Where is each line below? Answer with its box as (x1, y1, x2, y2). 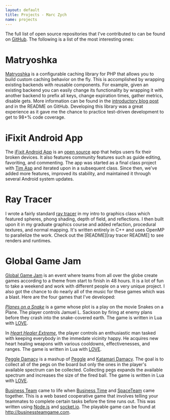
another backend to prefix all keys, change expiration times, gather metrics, (5, 93, 163, 99)
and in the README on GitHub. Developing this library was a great (5, 103, 144, 109)
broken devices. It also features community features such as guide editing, (5, 154, 161, 160)
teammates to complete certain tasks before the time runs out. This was (5, 398, 156, 405)
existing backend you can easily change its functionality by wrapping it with (5, 87, 164, 93)
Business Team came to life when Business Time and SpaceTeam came (5, 387, 155, 394)
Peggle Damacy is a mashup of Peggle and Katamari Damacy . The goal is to (5, 356, 164, 362)
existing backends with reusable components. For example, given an (5, 82, 149, 88)
